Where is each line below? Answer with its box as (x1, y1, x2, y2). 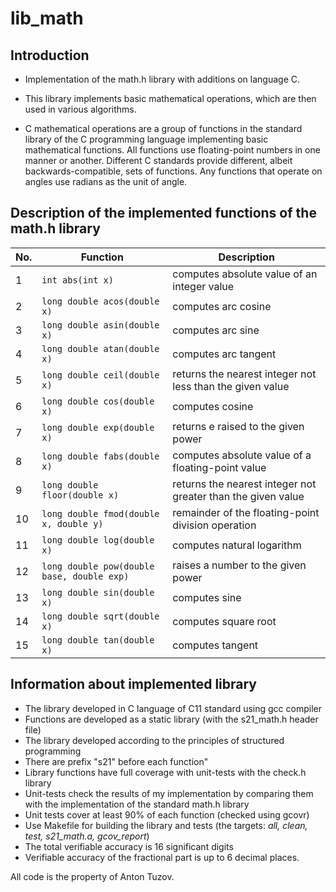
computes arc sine (172, 323, 260, 337)
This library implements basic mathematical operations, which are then (24, 93, 317, 104)
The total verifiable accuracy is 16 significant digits (24, 840, 234, 852)
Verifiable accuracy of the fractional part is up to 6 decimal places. (24, 851, 300, 863)
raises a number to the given (172, 558, 307, 572)
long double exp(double (41, 422, 155, 433)
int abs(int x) (41, 274, 114, 286)
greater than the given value (172, 489, 305, 503)
